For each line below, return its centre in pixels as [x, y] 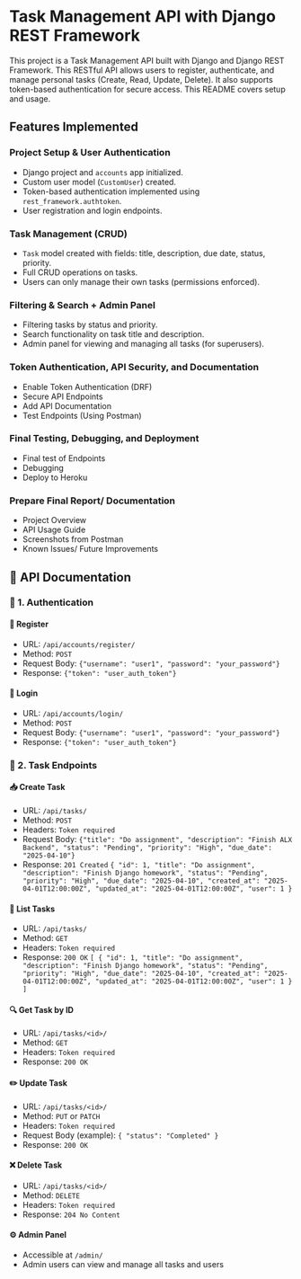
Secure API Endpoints [62, 396]
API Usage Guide [54, 530]
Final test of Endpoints [64, 458]
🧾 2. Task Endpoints [53, 765]
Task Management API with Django [143, 17]
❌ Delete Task [36, 1165]
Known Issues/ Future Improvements [90, 549]
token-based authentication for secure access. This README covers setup [147, 89]
